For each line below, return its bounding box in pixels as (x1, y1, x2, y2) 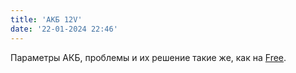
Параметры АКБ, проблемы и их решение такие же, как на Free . (10, 51, 287, 63)
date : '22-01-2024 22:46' (10, 24, 118, 34)
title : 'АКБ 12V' (10, 14, 83, 25)
